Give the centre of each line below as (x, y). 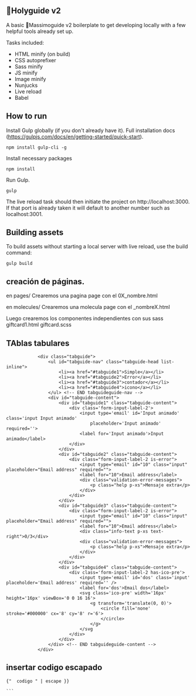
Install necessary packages (39, 158)
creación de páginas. (45, 282)
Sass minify (28, 66)
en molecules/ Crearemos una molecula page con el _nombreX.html (88, 307)
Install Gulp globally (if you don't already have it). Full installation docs (91, 130)
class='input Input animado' (42, 418)
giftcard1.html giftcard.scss (39, 325)
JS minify (26, 73)
